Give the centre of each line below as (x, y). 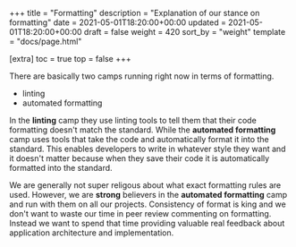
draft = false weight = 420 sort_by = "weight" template (185, 32)
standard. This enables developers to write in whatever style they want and (148, 149)
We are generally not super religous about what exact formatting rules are (145, 185)
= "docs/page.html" (46, 41)
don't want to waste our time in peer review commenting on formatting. (140, 213)
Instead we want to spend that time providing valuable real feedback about (147, 223)
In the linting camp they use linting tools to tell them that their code (133, 120)
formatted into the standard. (61, 168)
